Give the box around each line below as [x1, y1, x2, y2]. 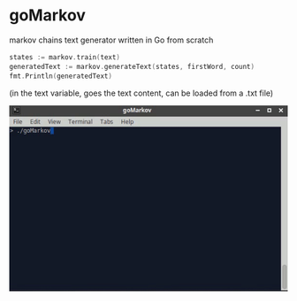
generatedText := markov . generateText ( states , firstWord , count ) [9, 62, 255, 71]
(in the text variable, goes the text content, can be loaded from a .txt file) [9, 88, 274, 98]
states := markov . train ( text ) [9, 52, 121, 62]
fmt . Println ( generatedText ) [9, 72, 113, 81]
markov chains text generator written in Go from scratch [9, 35, 214, 45]
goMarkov [9, 5, 87, 26]
